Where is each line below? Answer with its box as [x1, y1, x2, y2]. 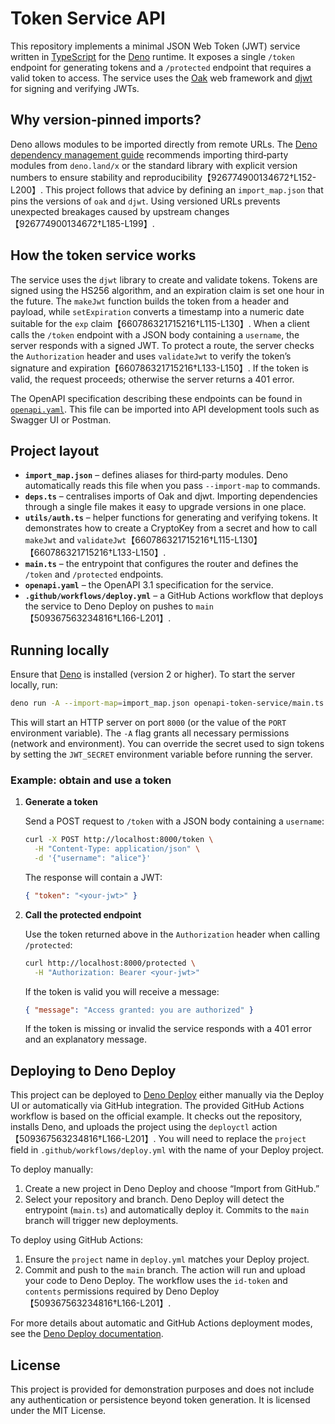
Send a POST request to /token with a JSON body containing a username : [24, 815, 325, 827]
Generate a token [24, 796, 98, 808]
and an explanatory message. [24, 1033, 147, 1046]
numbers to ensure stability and [10, 171, 142, 183]
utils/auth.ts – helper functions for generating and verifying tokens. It [24, 512, 318, 524]
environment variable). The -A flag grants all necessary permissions [10, 727, 290, 739]
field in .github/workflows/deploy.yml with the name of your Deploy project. [10, 1144, 325, 1156]
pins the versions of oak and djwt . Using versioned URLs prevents [10, 195, 281, 207]
